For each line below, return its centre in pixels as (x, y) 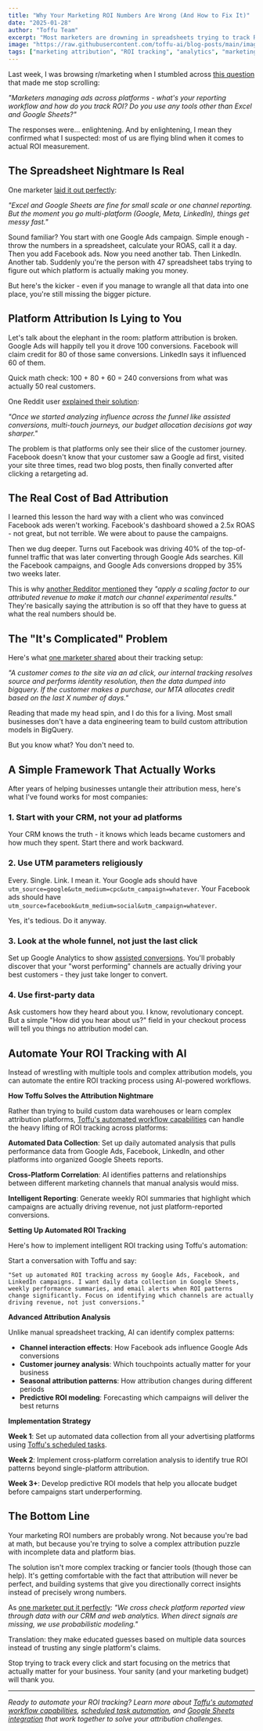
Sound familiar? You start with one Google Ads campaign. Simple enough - (129, 237)
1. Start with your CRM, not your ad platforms (95, 817)
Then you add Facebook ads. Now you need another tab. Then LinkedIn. (125, 254)
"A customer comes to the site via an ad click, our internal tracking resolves (130, 673)
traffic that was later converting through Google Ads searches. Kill (137, 557)
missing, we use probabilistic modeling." (73, 1624)
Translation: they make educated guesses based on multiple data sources (127, 1639)
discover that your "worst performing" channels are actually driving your (125, 966)
